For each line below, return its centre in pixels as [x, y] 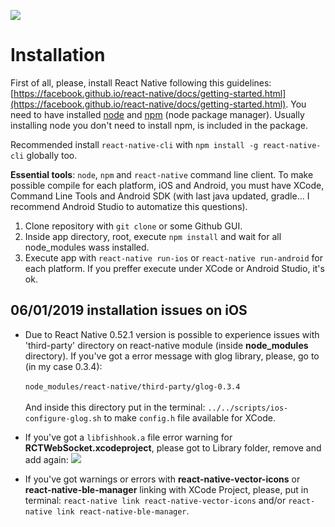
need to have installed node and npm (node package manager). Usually [157, 114]
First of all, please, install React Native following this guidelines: [141, 82]
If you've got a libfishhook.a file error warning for [128, 437]
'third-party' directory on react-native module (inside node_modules [166, 345]
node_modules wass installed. [87, 247]
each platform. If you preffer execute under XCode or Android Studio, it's [174, 268]
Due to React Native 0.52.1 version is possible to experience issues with [172, 334]
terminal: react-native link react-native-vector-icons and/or [155, 500]
